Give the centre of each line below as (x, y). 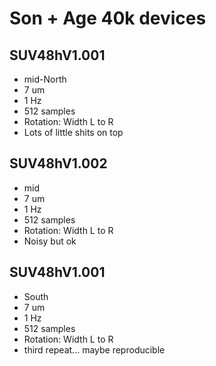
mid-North (45, 79)
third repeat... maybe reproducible (94, 349)
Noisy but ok (50, 241)
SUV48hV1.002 (58, 163)
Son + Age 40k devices (108, 18)
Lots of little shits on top (73, 132)
